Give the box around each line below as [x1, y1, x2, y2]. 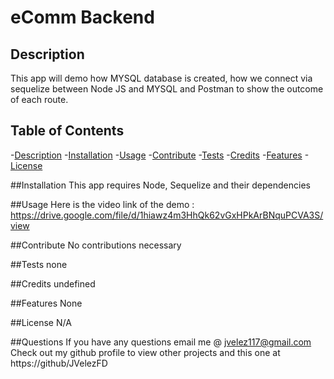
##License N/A [10, 316, 72, 328]
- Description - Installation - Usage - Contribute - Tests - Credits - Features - [10, 149, 310, 161]
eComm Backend [10, 6, 155, 29]
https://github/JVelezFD [10, 357, 108, 369]
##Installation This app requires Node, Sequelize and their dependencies [10, 179, 311, 191]
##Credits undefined [10, 277, 96, 290]
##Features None [10, 297, 83, 309]
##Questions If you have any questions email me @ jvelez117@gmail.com [10, 336, 312, 348]
